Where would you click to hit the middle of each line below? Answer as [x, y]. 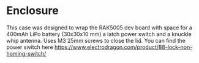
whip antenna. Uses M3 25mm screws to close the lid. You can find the [96, 40]
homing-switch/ [26, 53]
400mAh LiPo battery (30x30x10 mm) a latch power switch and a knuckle [99, 34]
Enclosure [33, 11]
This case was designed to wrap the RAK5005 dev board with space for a [99, 28]
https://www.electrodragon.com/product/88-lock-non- [123, 47]
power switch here [30, 47]
